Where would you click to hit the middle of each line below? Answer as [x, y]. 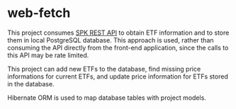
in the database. [31, 84]
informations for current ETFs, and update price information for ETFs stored [118, 76]
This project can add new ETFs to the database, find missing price [104, 69]
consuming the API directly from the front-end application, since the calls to [118, 47]
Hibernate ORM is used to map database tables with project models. [107, 98]
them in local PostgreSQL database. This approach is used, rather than [111, 40]
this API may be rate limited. [48, 55]
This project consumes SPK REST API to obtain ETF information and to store [118, 33]
